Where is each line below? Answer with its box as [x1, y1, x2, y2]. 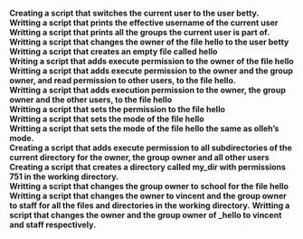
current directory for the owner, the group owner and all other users [9, 152, 270, 162]
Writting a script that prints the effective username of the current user [9, 17, 279, 28]
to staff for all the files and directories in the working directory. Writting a [9, 200, 290, 211]
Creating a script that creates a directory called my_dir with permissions [9, 162, 287, 172]
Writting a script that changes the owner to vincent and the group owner [9, 190, 287, 201]
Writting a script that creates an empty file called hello [9, 46, 218, 57]
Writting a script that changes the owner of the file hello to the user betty [9, 36, 289, 47]
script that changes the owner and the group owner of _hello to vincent [9, 210, 282, 220]
